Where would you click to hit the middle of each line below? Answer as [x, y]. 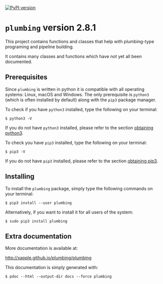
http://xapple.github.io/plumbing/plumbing [48, 258]
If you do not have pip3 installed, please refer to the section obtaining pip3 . [82, 161]
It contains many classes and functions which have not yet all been [74, 56]
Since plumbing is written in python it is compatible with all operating [75, 89]
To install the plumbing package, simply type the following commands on [79, 188]
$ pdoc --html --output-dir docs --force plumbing [58, 277]
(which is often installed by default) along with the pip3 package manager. [81, 100]
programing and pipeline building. [40, 47]
